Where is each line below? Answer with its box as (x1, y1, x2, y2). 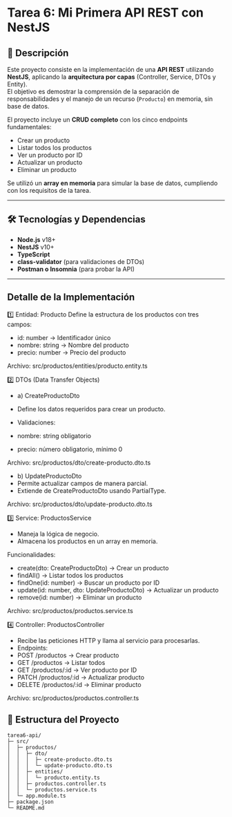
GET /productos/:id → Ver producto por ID (17, 666, 137, 674)
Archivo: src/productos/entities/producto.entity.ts (7, 361, 148, 370)
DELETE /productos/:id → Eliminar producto (17, 680, 142, 688)
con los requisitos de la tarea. (7, 187, 91, 194)
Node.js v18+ (17, 235, 56, 243)
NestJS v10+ (17, 243, 55, 251)
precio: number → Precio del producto (17, 348, 126, 357)
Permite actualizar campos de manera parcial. (17, 479, 148, 487)
